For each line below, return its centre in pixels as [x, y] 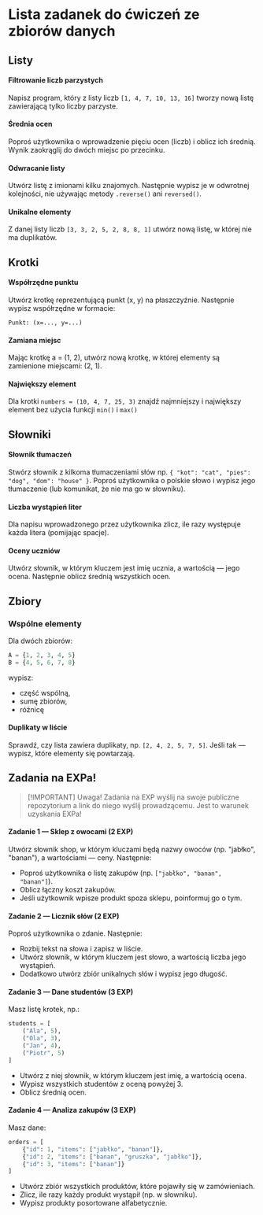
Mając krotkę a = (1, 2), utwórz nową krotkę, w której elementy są [114, 358]
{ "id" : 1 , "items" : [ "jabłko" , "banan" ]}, [93, 1149]
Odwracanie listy [37, 168]
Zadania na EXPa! [52, 778]
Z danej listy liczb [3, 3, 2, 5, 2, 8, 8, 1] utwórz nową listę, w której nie [130, 229]
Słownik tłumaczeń [40, 455]
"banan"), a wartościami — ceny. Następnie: [80, 858]
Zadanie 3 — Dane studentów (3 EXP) [71, 992]
